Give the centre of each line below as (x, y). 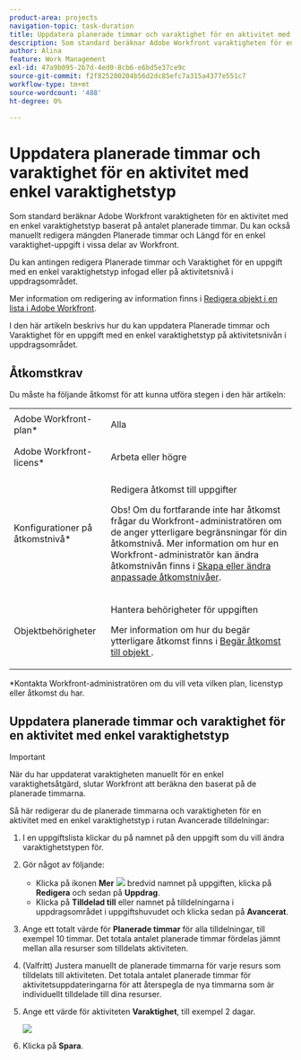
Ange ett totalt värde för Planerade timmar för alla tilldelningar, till (144, 929)
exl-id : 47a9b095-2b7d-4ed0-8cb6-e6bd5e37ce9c (98, 68)
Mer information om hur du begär (181, 630)
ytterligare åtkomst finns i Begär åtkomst (196, 641)
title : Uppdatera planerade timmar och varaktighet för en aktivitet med (150, 34)
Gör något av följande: (63, 864)
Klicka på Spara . (52, 1046)
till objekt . (132, 653)
